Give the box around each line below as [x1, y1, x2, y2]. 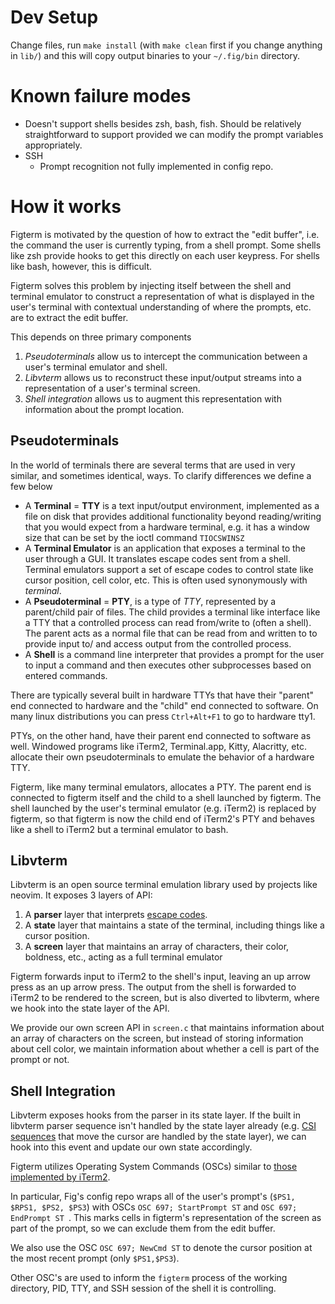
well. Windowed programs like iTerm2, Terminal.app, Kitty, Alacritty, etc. [10, 740, 307, 752]
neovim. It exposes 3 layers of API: [10, 889, 153, 901]
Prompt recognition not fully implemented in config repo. [39, 160, 274, 172]
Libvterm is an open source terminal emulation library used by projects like [10, 879, 318, 891]
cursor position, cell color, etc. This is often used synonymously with [24, 574, 308, 586]
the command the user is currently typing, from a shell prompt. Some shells [10, 239, 322, 251]
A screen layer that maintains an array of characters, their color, [24, 941, 290, 953]
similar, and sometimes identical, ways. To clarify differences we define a [10, 469, 312, 481]
